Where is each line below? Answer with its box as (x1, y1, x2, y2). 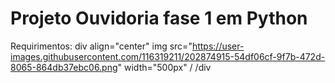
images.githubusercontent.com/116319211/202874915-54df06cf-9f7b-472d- (10, 50, 326, 62)
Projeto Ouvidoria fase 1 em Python (10, 7, 308, 30)
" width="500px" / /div (117, 61, 212, 73)
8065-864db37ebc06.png (10, 61, 118, 73)
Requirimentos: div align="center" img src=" (10, 40, 193, 52)
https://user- (191, 40, 245, 52)
